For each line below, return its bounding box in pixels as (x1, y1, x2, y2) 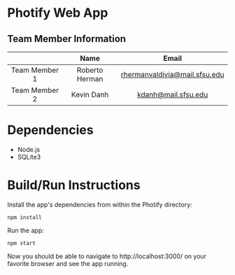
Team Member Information (7, 33, 127, 45)
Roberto (76, 65, 104, 75)
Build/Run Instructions (7, 177, 141, 193)
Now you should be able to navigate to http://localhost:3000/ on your (7, 252, 207, 260)
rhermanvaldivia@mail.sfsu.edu (120, 70, 225, 79)
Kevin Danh (71, 90, 109, 99)
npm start (7, 239, 36, 246)
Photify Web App (7, 5, 108, 21)
